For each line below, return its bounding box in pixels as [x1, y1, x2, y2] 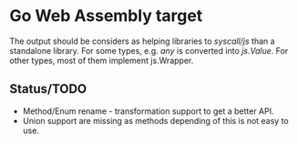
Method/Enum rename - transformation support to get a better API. [22, 106, 275, 117]
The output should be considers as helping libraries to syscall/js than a [9, 36, 275, 46]
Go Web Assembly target [9, 5, 203, 26]
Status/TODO [9, 81, 87, 97]
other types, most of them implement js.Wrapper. [9, 55, 194, 66]
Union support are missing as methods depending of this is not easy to [22, 115, 289, 126]
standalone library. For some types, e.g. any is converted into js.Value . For [9, 45, 289, 56]
